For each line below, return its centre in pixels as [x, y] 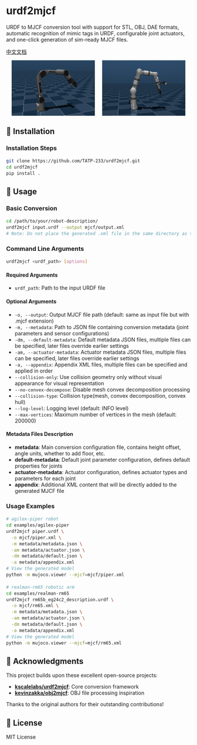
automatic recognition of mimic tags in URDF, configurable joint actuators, [95, 33]
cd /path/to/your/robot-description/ [52, 222]
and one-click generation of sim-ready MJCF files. [67, 39]
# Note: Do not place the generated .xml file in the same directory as [97, 234]
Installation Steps [32, 148]
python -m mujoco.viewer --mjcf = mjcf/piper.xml [65, 575]
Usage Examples [30, 506]
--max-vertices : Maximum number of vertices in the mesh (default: [96, 414]
